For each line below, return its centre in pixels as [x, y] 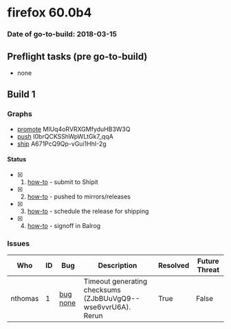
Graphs [20, 114]
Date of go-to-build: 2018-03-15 [62, 34]
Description [118, 266]
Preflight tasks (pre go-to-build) [77, 56]
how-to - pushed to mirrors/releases [79, 196]
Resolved [174, 266]
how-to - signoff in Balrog [64, 225]
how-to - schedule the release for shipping [88, 211]
